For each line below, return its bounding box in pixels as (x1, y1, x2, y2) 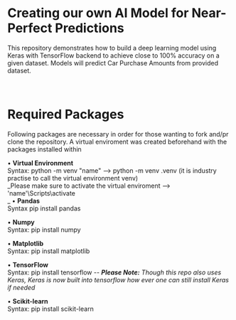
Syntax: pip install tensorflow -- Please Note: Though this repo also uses (7, 268, 222, 277)
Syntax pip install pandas (7, 204, 81, 213)
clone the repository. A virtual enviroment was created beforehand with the (7, 137, 227, 146)
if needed (7, 283, 36, 292)
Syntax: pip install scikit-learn (7, 304, 94, 313)
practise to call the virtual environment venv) (7, 174, 139, 182)
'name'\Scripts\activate (7, 188, 76, 197)
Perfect (7, 20, 53, 36)
